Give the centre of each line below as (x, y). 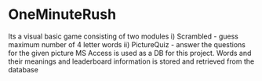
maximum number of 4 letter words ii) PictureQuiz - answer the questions (127, 44)
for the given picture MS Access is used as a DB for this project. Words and (130, 53)
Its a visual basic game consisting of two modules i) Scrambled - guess (124, 36)
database (24, 69)
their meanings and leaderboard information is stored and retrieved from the (131, 61)
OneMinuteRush (62, 15)
